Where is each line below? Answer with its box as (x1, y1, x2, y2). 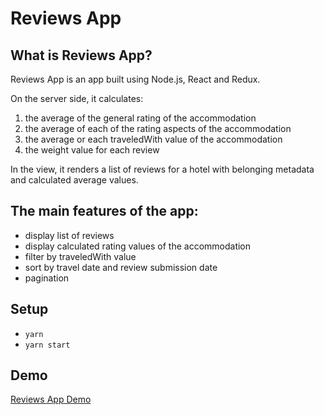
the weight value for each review (24, 144, 160, 156)
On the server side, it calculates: (10, 93, 144, 104)
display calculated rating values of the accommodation (24, 240, 252, 252)
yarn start (24, 340, 71, 350)
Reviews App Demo (10, 393, 92, 406)
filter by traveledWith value (24, 250, 137, 262)
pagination (24, 272, 70, 284)
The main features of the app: (10, 203, 199, 220)
